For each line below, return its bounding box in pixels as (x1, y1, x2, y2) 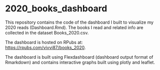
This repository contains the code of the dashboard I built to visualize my (5, 19, 154, 25)
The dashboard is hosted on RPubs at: (5, 39, 83, 45)
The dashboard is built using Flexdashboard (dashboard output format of (5, 54, 154, 60)
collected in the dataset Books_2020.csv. (5, 30, 89, 35)
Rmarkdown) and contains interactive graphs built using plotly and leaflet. (5, 59, 156, 65)
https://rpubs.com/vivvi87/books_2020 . (5, 44, 86, 50)
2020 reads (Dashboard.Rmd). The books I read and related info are (5, 24, 144, 30)
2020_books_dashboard (5, 3, 108, 14)
